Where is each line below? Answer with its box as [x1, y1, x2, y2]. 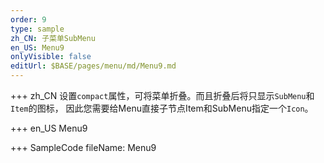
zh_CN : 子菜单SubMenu [10, 33, 96, 43]
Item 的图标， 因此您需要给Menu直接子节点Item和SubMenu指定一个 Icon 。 [10, 102, 314, 114]
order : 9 [10, 14, 47, 25]
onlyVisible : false [10, 52, 92, 62]
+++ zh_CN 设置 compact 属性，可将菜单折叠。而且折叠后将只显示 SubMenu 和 [10, 90, 315, 101]
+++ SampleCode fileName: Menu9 [10, 142, 157, 153]
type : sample [10, 24, 65, 34]
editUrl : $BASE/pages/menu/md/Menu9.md [10, 61, 177, 71]
